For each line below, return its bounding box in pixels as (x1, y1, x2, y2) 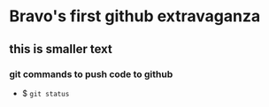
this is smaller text (9, 42, 112, 57)
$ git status (21, 88, 70, 98)
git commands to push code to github (9, 68, 173, 80)
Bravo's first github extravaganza (9, 6, 261, 27)
